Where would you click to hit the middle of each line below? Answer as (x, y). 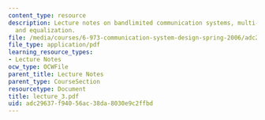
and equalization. (46, 30)
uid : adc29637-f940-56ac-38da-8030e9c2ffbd (81, 103)
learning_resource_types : (50, 52)
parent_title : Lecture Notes (56, 74)
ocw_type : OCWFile (38, 67)
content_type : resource (47, 15)
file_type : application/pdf (54, 45)
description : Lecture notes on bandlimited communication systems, (121, 23)
